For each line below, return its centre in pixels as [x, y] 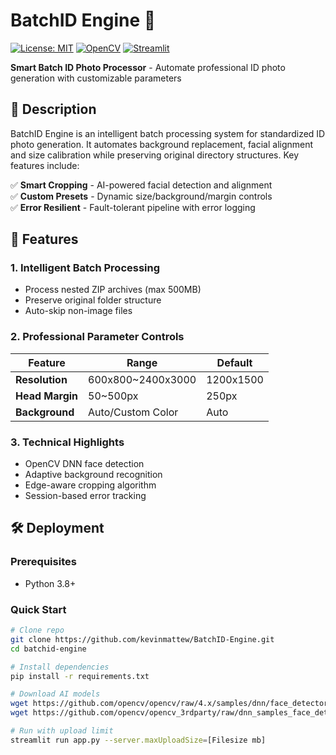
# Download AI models [55, 694]
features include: [45, 165]
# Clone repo [37, 630]
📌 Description [53, 109]
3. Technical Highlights [67, 442]
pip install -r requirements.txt [80, 676]
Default [234, 362]
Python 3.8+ [50, 583]
